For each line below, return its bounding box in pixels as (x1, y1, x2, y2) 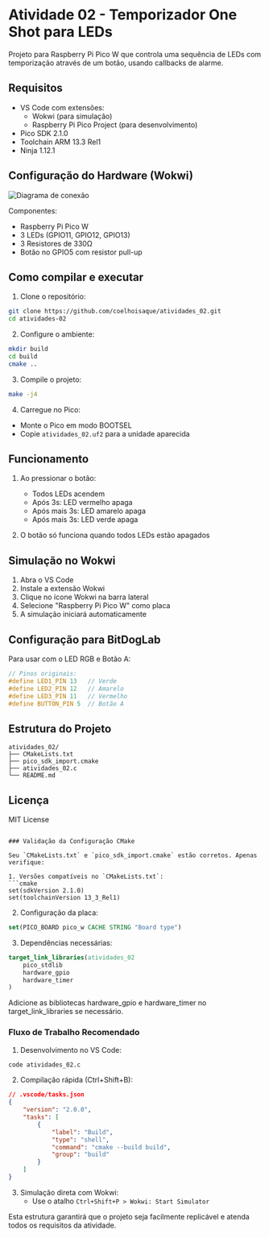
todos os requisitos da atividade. (8, 1220, 117, 1230)
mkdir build (8, 345, 48, 354)
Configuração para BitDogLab (8, 632, 161, 646)
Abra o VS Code (19, 575, 74, 585)
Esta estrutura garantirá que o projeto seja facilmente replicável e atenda (8, 1211, 250, 1221)
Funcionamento (8, 453, 89, 466)
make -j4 (8, 390, 38, 398)
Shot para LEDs (8, 23, 113, 41)
